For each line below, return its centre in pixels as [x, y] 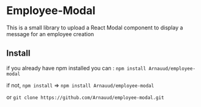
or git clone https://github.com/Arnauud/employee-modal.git [85, 97]
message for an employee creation [50, 34]
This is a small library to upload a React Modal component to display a [95, 28]
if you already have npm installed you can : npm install [76, 68]
